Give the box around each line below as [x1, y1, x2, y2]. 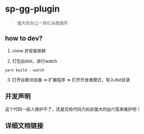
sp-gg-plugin [5, 3, 60, 15]
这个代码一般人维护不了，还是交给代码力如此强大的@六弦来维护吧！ [5, 106, 141, 112]
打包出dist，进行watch [12, 58, 57, 64]
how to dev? [5, 34, 43, 43]
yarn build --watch [5, 68, 45, 73]
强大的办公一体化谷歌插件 [16, 20, 68, 26]
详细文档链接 [5, 121, 44, 130]
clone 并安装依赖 [12, 47, 46, 54]
